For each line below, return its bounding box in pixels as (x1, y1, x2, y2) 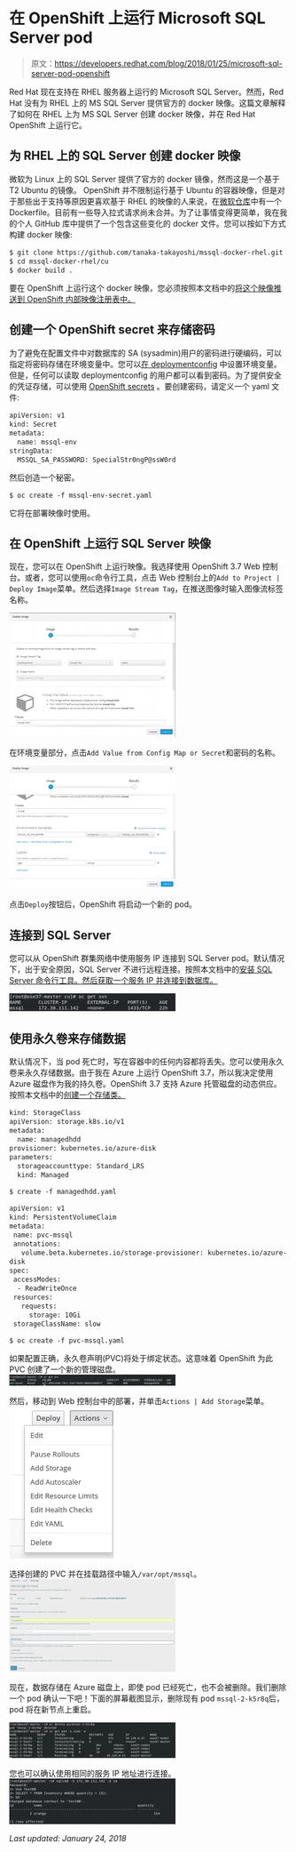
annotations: (12, 1239, 62, 1248)
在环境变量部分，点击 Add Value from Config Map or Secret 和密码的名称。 (9, 748, 281, 758)
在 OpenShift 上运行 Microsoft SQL (9, 8, 266, 28)
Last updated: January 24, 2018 (9, 1833, 127, 1843)
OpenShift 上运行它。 (9, 119, 87, 130)
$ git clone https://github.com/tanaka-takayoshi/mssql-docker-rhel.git (9, 248, 284, 257)
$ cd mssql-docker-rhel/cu (9, 257, 109, 266)
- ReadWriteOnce (17, 1284, 77, 1293)
